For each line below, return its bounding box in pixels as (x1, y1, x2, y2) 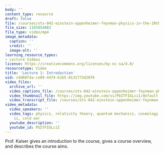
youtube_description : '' (9, 120, 60, 125)
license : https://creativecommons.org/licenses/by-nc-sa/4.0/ (5, 61, 134, 66)
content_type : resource (5, 12, 54, 17)
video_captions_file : (9, 89, 54, 94)
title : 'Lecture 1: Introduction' (5, 71, 76, 76)
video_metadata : (5, 102, 38, 107)
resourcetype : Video (5, 66, 47, 71)
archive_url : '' (9, 84, 42, 89)
